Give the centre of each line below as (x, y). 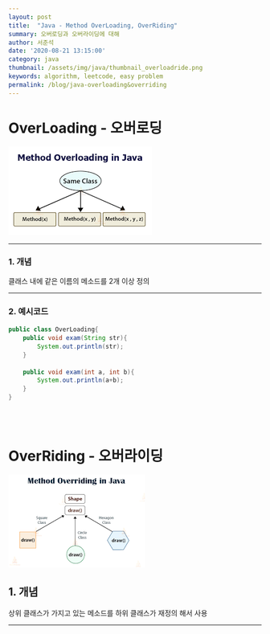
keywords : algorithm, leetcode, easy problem (86, 76)
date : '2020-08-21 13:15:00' (57, 51)
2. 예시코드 (29, 311)
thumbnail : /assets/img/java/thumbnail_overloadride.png (106, 68)
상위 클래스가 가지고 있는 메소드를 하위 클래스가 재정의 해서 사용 (108, 613)
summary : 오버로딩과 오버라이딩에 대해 (64, 34)
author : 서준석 (31, 43)
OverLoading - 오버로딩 (85, 128)
